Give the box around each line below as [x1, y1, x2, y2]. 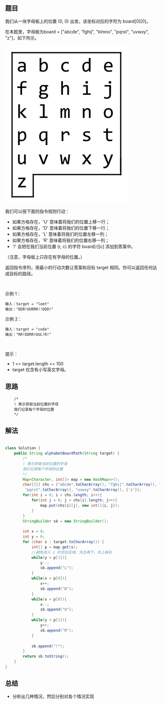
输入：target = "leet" [5, 301, 50, 307]
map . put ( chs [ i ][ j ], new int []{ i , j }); [40, 503, 120, 508]
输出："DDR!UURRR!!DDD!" [5, 307, 54, 312]
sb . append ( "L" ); [40, 565, 74, 571]
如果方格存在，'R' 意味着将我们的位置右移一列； [12, 237, 110, 243]
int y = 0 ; [23, 534, 45, 539]
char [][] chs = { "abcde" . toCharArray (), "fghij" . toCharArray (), [23, 482, 157, 487]
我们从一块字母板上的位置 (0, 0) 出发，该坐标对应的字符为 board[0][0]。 [5, 18, 151, 24]
